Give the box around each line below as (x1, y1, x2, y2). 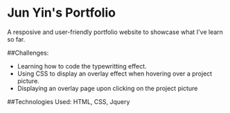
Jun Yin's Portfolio (7, 5, 116, 21)
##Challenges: (7, 49, 49, 57)
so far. (7, 35, 26, 43)
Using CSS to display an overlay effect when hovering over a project (17, 69, 213, 78)
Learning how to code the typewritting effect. (17, 62, 147, 70)
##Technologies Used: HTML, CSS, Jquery (7, 97, 130, 105)
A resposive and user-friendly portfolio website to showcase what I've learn (7, 28, 224, 36)
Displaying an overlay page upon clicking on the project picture (17, 84, 198, 92)
